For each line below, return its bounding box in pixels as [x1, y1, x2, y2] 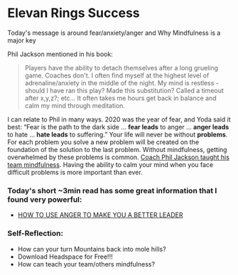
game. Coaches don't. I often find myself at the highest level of [24, 71, 210, 80]
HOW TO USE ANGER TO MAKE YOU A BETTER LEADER [17, 211, 183, 220]
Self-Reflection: [7, 229, 64, 239]
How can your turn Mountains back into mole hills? [17, 244, 166, 253]
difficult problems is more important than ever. [7, 168, 144, 176]
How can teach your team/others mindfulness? [17, 259, 155, 268]
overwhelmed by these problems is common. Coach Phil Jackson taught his [7, 153, 229, 161]
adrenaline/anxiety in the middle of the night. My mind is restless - [24, 78, 219, 87]
